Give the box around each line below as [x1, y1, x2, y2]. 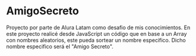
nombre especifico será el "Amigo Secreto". [6, 43, 114, 50]
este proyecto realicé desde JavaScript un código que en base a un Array [6, 30, 187, 37]
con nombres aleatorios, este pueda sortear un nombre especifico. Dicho [6, 36, 186, 43]
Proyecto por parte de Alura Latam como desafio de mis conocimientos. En [6, 24, 191, 31]
